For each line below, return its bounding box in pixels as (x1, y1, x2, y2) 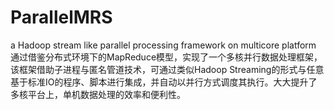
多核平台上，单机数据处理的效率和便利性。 (10, 88, 186, 100)
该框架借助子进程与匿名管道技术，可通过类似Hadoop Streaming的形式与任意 (10, 63, 325, 75)
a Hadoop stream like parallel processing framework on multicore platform (10, 39, 317, 51)
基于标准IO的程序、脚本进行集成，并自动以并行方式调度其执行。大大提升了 (10, 76, 318, 88)
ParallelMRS (10, 6, 113, 29)
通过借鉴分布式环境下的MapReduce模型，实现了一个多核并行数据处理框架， (10, 51, 323, 63)
